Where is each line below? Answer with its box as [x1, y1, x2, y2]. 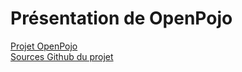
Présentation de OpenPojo [10, 7, 233, 30]
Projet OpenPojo [10, 40, 78, 52]
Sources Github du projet [10, 50, 114, 62]
